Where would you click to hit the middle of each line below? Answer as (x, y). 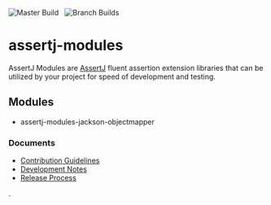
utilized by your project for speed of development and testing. (112, 76)
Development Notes (54, 169)
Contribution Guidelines (60, 161)
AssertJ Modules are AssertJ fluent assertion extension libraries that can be (136, 68)
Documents (32, 142)
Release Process (48, 178)
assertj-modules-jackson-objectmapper (87, 121)
